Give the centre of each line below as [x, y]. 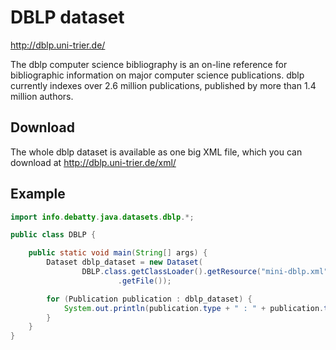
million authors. [42, 96]
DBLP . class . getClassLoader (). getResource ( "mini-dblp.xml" [205, 272]
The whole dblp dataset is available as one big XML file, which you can [156, 152]
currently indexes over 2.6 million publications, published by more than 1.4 [163, 85]
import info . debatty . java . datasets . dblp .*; [102, 217]
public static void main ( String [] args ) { [118, 253]
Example [38, 194]
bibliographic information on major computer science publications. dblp [157, 75]
